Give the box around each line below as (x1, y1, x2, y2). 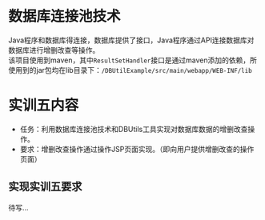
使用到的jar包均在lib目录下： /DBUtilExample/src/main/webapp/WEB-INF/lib (8, 65, 252, 74)
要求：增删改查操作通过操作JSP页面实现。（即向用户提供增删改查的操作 (19, 144, 255, 154)
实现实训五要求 (8, 180, 82, 194)
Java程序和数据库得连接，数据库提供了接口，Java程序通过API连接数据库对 (8, 35, 255, 45)
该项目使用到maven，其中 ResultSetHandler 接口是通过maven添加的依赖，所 (8, 55, 258, 65)
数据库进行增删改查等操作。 (8, 45, 100, 54)
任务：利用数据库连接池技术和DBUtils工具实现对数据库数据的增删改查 (19, 124, 248, 134)
